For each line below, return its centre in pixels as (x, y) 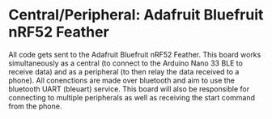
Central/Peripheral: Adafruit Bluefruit (136, 15)
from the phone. (35, 106)
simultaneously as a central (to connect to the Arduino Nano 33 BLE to (125, 63)
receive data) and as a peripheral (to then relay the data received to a (124, 71)
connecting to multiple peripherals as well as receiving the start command (132, 97)
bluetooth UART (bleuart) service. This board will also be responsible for (129, 89)
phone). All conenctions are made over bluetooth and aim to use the (122, 80)
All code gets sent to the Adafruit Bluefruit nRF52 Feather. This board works (135, 54)
